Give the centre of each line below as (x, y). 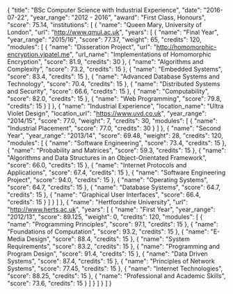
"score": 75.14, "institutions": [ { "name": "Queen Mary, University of (105, 25)
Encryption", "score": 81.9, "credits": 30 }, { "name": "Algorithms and (105, 62)
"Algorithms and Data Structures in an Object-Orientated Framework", (107, 158)
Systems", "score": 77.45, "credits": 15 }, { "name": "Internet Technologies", (115, 268)
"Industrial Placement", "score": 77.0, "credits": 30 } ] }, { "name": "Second (114, 128)
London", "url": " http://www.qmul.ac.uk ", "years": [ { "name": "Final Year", (113, 32)
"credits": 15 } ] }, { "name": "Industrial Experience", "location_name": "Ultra (115, 106)
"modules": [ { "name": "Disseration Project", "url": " (82, 47)
